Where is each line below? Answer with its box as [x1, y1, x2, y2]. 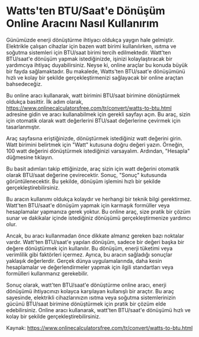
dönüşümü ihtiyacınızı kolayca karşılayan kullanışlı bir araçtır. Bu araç [6, 287, 175, 294]
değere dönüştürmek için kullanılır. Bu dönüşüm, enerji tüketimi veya [6, 245, 173, 252]
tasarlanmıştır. [6, 123, 41, 130]
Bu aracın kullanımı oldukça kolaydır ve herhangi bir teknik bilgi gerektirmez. [6, 195, 192, 203]
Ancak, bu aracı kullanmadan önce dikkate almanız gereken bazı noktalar [6, 232, 185, 239]
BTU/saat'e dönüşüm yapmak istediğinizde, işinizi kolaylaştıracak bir [6, 55, 173, 62]
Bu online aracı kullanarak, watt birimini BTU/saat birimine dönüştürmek [6, 92, 181, 99]
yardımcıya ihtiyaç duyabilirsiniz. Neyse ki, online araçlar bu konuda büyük [6, 61, 188, 69]
